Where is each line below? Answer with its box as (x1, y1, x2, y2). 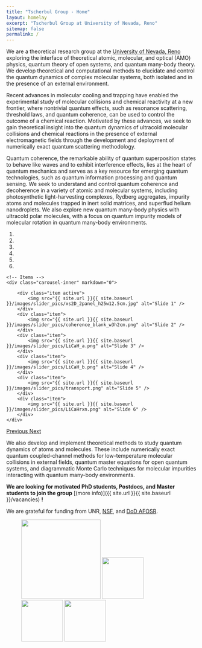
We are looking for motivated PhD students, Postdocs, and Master (6, 483, 175, 490)
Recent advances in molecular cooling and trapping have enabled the (6, 92, 179, 99)
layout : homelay (6, 14, 47, 21)
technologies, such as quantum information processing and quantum (6, 174, 177, 181)
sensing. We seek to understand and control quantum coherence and (6, 181, 178, 188)
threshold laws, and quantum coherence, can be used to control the (6, 111, 175, 118)
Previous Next (6, 428, 42, 435)
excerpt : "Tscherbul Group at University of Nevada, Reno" (6, 20, 158, 26)
